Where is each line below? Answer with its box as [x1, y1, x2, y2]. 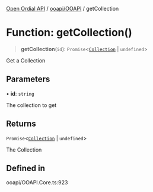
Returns [6, 119, 37, 129]
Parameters [6, 74, 50, 84]
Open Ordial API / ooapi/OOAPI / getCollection [6, 5, 119, 12]
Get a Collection [6, 56, 46, 64]
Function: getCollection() [6, 26, 132, 39]
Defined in [6, 163, 46, 173]
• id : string [6, 90, 34, 97]
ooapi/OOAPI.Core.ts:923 [6, 179, 68, 186]
